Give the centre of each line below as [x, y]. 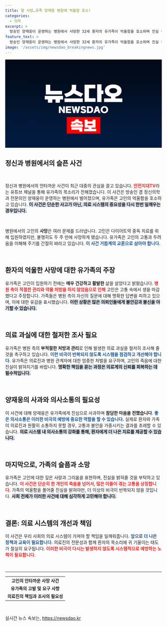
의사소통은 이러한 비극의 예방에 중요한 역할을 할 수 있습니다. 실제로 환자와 [80, 419]
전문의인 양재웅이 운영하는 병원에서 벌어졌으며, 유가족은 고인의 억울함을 [79, 198]
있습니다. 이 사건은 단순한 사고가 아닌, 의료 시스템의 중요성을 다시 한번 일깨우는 [85, 205]
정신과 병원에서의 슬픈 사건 [43, 163]
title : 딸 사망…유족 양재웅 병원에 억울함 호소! [48, 10]
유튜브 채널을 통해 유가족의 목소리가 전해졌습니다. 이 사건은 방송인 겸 [77, 192]
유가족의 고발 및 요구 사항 [35, 589]
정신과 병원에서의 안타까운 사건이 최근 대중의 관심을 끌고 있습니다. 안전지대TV [81, 186]
